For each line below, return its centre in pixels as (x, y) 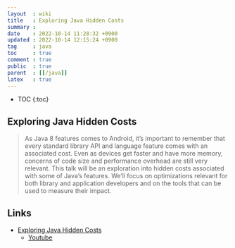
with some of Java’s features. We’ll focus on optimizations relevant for (126, 176)
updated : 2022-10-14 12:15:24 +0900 (63, 40)
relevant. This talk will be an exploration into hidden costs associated (124, 168)
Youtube (40, 237)
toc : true (30, 54)
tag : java (30, 46)
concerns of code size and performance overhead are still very (116, 161)
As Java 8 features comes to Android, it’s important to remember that (125, 139)
